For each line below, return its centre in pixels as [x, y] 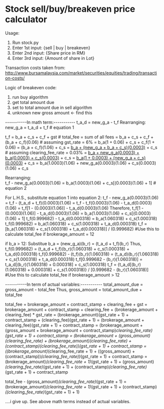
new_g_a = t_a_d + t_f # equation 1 [40, 127]
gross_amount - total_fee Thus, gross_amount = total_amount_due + [74, 289]
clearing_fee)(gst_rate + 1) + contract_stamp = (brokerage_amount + [74, 325]
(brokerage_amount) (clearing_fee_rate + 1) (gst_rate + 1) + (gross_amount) [80, 361]
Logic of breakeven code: [31, 87]
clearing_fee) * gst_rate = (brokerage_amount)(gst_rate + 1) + [67, 314]
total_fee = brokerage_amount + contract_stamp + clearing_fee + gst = [76, 304]
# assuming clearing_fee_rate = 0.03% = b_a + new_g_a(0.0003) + [72, 153]
